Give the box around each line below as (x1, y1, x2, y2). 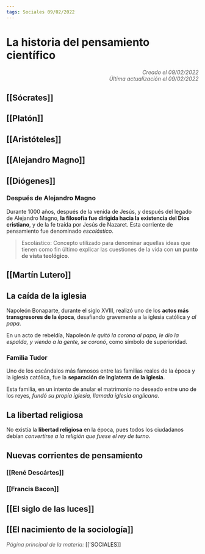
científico (6, 48, 56, 62)
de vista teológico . (21, 252, 70, 260)
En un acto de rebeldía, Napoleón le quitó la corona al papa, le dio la (6, 332, 179, 339)
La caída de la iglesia (6, 291, 87, 301)
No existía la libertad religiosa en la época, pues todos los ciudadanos (6, 426, 184, 434)
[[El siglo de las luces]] (6, 503, 95, 514)
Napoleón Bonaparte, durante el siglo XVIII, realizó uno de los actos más (6, 307, 189, 315)
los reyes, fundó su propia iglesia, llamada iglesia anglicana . (6, 392, 160, 399)
